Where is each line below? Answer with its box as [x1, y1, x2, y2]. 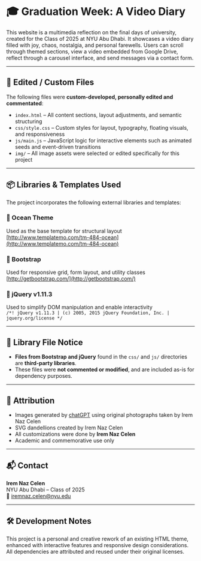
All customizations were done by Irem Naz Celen [14, 431, 136, 438]
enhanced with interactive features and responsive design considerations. [6, 541, 189, 548]
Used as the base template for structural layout [6, 227, 123, 234]
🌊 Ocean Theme [6, 214, 54, 222]
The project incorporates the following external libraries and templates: [6, 199, 181, 206]
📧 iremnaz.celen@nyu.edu [6, 492, 71, 499]
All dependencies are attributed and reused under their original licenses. [6, 548, 184, 555]
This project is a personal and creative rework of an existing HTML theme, [6, 535, 189, 542]
